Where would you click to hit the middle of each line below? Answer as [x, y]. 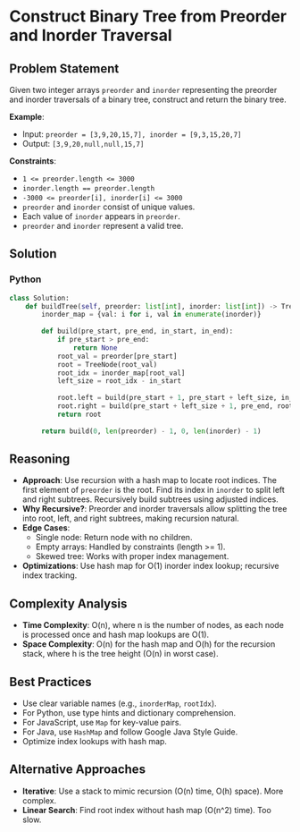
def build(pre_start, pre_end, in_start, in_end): [137, 331]
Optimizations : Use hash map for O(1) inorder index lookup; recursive [150, 566]
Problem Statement [64, 68]
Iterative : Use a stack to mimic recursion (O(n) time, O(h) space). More [153, 791]
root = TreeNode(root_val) [107, 364]
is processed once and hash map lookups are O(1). [116, 635]
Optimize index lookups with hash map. [95, 741]
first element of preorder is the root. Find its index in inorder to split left [154, 490]
